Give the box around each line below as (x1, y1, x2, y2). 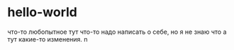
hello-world (7, 4, 78, 20)
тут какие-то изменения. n (7, 35, 88, 43)
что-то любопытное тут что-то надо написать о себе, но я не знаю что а (7, 27, 227, 36)
